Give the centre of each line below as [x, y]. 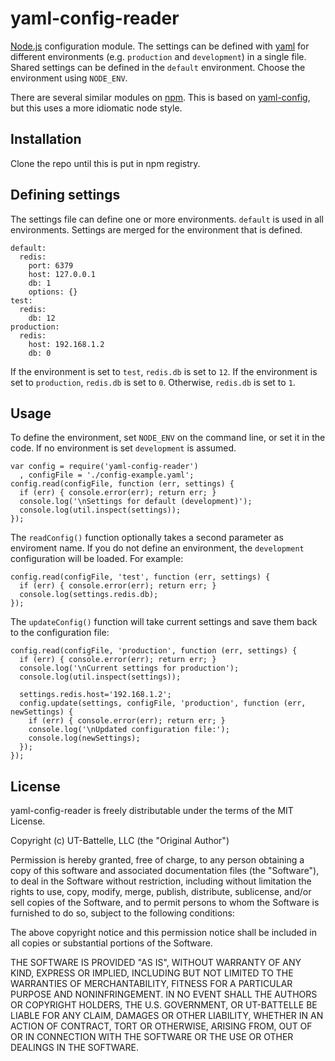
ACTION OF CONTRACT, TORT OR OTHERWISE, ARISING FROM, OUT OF [161, 1026]
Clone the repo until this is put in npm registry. [105, 163]
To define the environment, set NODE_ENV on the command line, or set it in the [168, 438]
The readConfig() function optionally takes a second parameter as [147, 538]
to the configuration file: [60, 633]
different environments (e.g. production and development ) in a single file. [158, 56]
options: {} [53, 292]
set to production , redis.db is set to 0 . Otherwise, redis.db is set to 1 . [153, 382]
